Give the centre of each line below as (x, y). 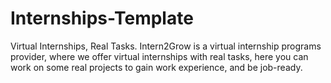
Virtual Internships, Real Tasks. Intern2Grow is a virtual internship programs (166, 46)
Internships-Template (102, 18)
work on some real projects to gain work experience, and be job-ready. (156, 67)
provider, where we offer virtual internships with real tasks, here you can (159, 56)
